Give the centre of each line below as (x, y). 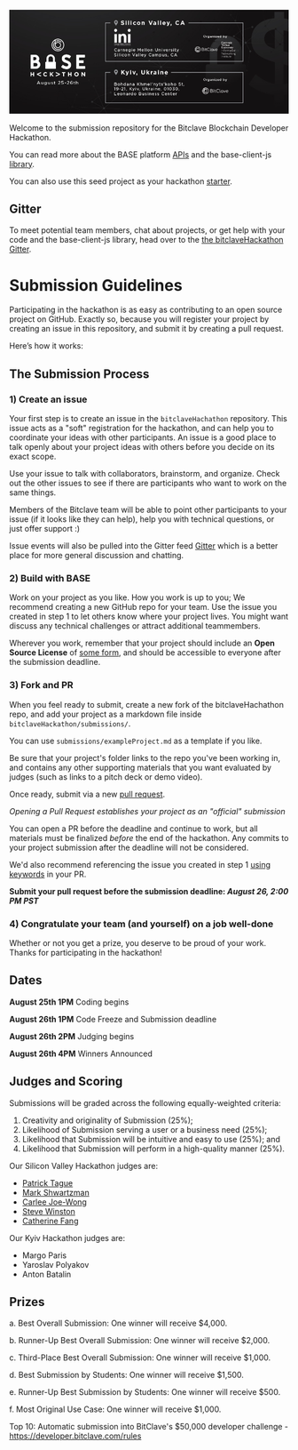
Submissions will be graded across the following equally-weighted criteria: (145, 1102)
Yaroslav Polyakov (55, 1264)
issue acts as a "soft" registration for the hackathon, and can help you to (141, 428)
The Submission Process (79, 374)
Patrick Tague (47, 1182)
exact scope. (33, 456)
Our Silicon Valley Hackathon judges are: (83, 1166)
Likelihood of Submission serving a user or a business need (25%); (145, 1129)
